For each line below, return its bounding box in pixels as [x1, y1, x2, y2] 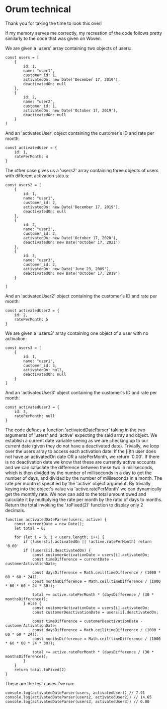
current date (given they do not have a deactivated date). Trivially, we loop [5, 443, 159, 449]
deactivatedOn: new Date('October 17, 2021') [23, 240, 121, 245]
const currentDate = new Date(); [14, 521, 85, 526]
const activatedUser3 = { [5, 404, 59, 410]
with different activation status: [5, 173, 69, 179]
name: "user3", [23, 258, 55, 263]
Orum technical [5, 4, 71, 15]
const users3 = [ [5, 345, 42, 350]
